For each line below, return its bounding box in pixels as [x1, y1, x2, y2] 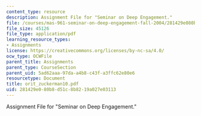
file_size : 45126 [6, 25, 50, 32]
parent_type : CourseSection [6, 64, 77, 71]
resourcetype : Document [6, 75, 66, 81]
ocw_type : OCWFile [6, 53, 52, 59]
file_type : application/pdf [6, 31, 77, 37]
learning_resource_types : [6, 36, 71, 42]
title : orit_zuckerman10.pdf [6, 81, 79, 87]
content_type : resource [6, 8, 66, 15]
